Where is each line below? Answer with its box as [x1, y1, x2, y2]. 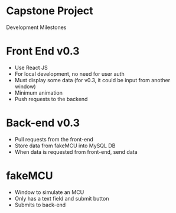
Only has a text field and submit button [14, 195, 109, 202]
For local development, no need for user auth [14, 70, 125, 78]
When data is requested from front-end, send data [14, 148, 138, 155]
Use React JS [14, 64, 48, 71]
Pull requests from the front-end [14, 135, 93, 143]
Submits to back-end [14, 201, 66, 208]
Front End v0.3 [6, 44, 80, 58]
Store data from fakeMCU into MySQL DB [14, 142, 116, 149]
